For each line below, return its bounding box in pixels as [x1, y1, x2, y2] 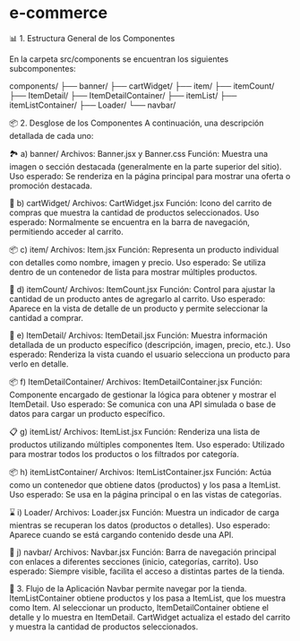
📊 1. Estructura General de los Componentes [9, 32, 176, 43]
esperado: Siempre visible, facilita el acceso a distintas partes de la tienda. [9, 566, 285, 576]
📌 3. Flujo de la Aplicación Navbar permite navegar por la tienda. [9, 583, 247, 593]
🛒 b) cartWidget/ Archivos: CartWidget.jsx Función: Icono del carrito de [9, 197, 272, 208]
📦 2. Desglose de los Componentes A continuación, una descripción [9, 117, 264, 128]
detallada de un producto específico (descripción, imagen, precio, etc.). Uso [9, 339, 291, 350]
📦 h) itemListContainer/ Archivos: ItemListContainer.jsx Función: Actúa [9, 466, 271, 477]
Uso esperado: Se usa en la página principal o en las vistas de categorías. [9, 489, 282, 499]
